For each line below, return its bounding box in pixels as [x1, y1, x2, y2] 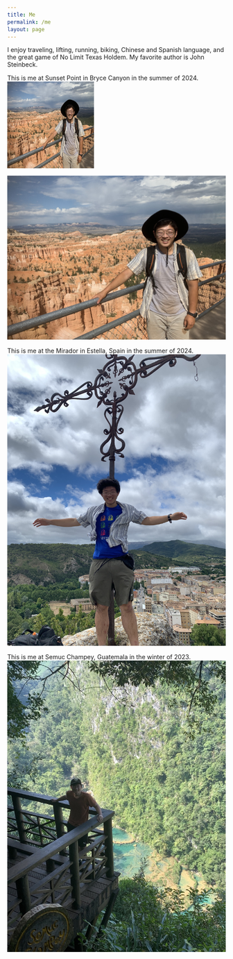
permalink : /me [7, 18, 51, 26]
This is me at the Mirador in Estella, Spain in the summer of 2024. [7, 347, 194, 355]
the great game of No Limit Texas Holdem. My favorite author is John [7, 53, 205, 62]
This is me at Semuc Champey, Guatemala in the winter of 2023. [7, 653, 191, 661]
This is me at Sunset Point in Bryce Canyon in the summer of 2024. [7, 74, 199, 83]
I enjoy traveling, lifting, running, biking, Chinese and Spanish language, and [7, 46, 224, 54]
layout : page [7, 26, 45, 33]
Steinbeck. [7, 60, 38, 69]
